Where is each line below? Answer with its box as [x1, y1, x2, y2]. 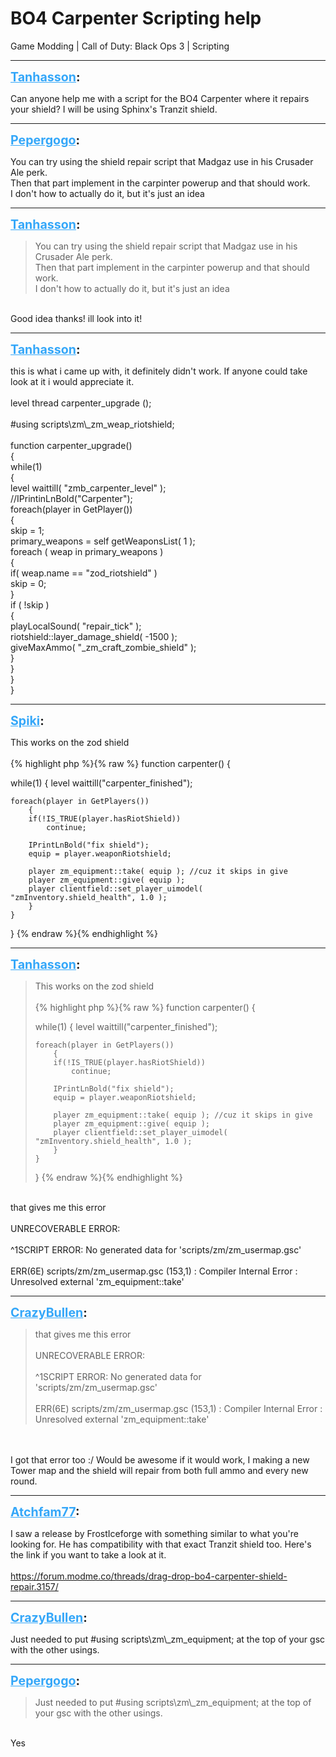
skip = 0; [10, 577, 47, 589]
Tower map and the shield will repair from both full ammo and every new [10, 1464, 309, 1476]
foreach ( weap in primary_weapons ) [10, 545, 164, 557]
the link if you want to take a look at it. [10, 1548, 167, 1561]
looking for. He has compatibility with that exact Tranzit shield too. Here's [10, 1538, 312, 1550]
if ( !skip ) [10, 598, 50, 611]
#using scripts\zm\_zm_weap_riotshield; [10, 418, 175, 430]
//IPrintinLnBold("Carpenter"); [10, 492, 133, 504]
